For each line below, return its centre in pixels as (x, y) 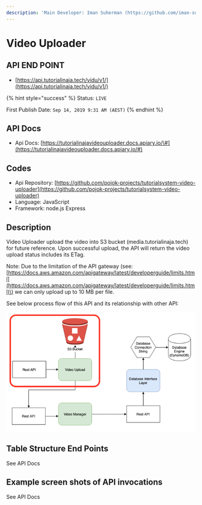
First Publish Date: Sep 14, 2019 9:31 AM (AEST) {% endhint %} (85, 110)
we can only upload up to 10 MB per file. (65, 292)
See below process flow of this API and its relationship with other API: (93, 303)
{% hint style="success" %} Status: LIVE (57, 98)
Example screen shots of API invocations (84, 482)
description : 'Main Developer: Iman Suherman (64, 13)
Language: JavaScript (42, 202)
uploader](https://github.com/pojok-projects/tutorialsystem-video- (97, 189)
